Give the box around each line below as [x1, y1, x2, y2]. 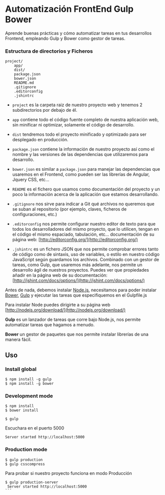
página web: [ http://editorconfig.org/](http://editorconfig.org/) [12, 237, 138, 243]
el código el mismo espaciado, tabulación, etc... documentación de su [12, 231, 155, 237]
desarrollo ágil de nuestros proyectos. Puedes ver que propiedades [12, 267, 149, 273]
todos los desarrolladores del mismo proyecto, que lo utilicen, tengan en [12, 226, 159, 232]
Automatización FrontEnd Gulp [5, 3, 134, 15]
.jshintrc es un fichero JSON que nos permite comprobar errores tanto [12, 246, 159, 252]
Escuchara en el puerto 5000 [5, 425, 65, 431]
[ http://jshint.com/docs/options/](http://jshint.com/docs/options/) [12, 278, 145, 283]
